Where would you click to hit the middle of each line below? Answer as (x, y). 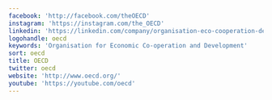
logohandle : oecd (38, 38)
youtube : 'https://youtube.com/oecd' (72, 83)
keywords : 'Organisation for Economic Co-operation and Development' (128, 46)
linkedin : (25, 31)
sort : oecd (27, 53)
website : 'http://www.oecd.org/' (65, 76)
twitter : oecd (32, 69)
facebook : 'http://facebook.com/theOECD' (79, 16)
